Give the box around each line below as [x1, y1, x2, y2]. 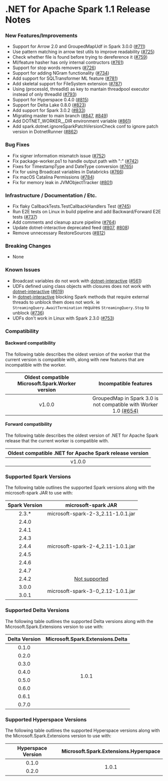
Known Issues [5, 266, 40, 273]
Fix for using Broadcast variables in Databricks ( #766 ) [12, 169, 124, 175]
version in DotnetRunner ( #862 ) [12, 129, 78, 135]
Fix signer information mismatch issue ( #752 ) [12, 152, 106, 159]
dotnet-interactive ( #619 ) [12, 288, 64, 294]
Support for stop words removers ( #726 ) [12, 65, 96, 71]
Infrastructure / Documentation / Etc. [5, 192, 97, 199]
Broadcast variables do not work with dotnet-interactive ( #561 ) [12, 277, 142, 284]
